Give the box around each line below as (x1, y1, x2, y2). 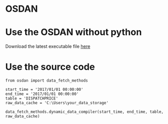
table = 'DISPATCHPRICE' (5, 96, 58, 101)
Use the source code (5, 61, 95, 73)
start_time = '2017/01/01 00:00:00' (5, 87, 83, 92)
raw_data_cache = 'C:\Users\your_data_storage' (5, 101, 109, 106)
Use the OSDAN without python (5, 27, 142, 38)
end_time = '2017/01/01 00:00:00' (5, 91, 79, 97)
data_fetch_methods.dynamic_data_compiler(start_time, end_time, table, (5, 109, 164, 115)
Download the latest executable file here (5, 43, 91, 49)
